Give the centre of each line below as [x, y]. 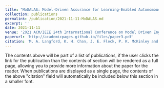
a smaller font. [20, 81]
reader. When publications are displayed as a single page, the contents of [79, 71]
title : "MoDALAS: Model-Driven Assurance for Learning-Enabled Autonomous [83, 10]
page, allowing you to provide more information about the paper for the [76, 66]
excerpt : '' [17, 23]
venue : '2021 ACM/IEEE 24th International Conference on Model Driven [78, 32]
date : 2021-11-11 [23, 28]
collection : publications [31, 14]
